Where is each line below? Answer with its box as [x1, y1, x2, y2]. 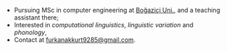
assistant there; [13, 13, 59, 22]
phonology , [13, 28, 48, 36]
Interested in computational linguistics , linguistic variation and [13, 21, 194, 29]
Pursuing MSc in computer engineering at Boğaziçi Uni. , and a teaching [13, 6, 221, 14]
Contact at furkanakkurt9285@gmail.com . [13, 36, 136, 44]
